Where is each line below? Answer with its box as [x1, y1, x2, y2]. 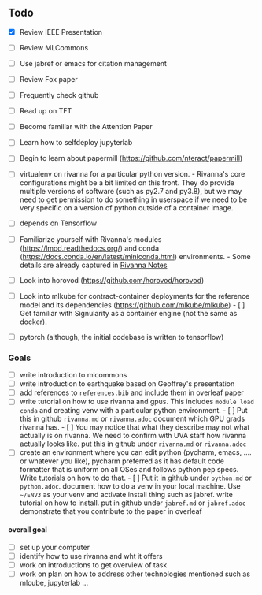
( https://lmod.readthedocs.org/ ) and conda [19, 244, 160, 253]
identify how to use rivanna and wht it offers [19, 551, 163, 560]
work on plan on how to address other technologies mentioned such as [19, 569, 250, 578]
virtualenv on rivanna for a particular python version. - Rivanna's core [19, 169, 245, 179]
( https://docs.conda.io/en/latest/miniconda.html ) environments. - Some [19, 251, 252, 261]
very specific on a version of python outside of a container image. [19, 203, 234, 213]
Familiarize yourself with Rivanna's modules [19, 234, 162, 244]
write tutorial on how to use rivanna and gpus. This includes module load [19, 397, 254, 407]
